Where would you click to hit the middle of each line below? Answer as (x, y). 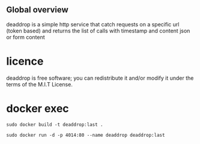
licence (25, 61)
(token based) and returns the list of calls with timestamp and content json (98, 31)
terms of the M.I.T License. (40, 84)
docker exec (38, 108)
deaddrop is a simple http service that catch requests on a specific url (93, 24)
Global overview (38, 10)
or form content (26, 37)
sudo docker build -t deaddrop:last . (55, 124)
